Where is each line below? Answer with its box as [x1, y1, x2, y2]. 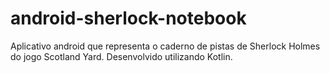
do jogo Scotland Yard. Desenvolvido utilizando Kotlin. [10, 50, 233, 62]
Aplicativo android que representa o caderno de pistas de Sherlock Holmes [10, 40, 321, 52]
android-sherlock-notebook [10, 7, 247, 30]
